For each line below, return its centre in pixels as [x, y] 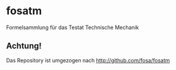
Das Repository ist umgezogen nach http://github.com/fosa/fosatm [88, 60]
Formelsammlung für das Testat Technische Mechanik [73, 27]
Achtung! [24, 46]
